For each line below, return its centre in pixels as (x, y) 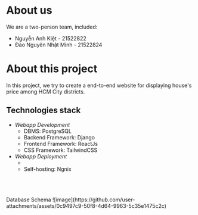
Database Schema (29, 200)
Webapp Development (42, 124)
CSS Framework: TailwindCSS (61, 150)
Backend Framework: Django (59, 137)
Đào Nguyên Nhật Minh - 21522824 (58, 45)
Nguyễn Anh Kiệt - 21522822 (50, 38)
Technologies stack (44, 110)
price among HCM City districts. (46, 91)
